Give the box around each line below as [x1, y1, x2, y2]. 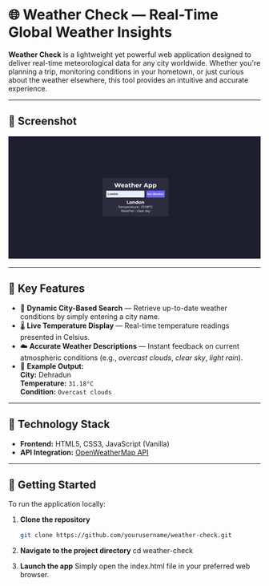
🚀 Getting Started [8, 478, 97, 491]
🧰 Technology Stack [8, 418, 110, 431]
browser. [19, 570, 50, 580]
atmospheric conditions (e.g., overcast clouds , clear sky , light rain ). [19, 353, 243, 362]
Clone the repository [19, 515, 90, 524]
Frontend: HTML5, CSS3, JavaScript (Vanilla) [19, 438, 170, 448]
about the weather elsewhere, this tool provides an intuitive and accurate [8, 75, 249, 85]
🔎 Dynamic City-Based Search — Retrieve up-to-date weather [19, 303, 228, 313]
